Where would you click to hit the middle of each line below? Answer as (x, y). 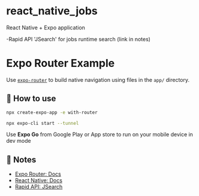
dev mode (19, 141)
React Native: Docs (39, 180)
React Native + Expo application (46, 27)
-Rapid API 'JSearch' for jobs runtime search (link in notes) (79, 39)
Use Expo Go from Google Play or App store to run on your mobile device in (100, 134)
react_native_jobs (52, 11)
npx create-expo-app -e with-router (52, 112)
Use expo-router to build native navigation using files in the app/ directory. (98, 79)
